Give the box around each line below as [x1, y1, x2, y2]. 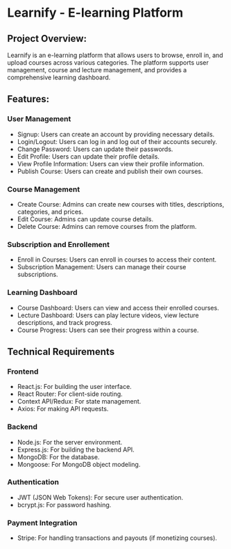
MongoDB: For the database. [17, 452, 100, 461]
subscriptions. [17, 270, 58, 279]
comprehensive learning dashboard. [7, 73, 111, 81]
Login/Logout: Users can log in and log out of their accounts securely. [17, 137, 217, 145]
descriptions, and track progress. [17, 318, 112, 326]
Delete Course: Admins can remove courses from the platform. [17, 222, 197, 230]
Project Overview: [7, 33, 87, 45]
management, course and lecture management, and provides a [7, 66, 187, 74]
